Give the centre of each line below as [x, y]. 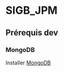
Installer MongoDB [28, 62]
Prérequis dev [32, 33]
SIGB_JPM [31, 10]
